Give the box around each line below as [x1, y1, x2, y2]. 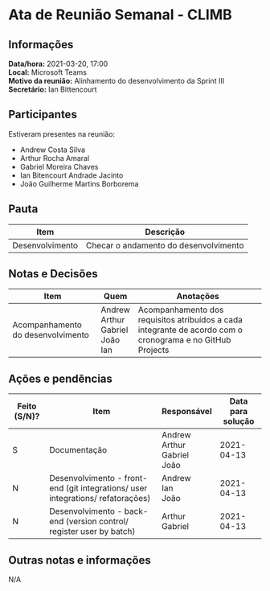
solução [223, 416, 255, 427]
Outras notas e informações [8, 553, 151, 567]
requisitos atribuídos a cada [137, 314, 243, 326]
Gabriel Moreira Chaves [19, 162, 99, 171]
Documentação [49, 445, 108, 456]
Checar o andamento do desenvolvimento [85, 240, 244, 251]
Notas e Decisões [8, 267, 98, 281]
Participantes [8, 108, 78, 121]
